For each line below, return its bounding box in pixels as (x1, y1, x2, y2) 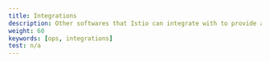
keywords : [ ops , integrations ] (8, 34, 113, 43)
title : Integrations (8, 11, 78, 20)
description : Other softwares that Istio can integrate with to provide (8, 19, 257, 27)
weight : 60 (8, 27, 45, 35)
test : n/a (8, 42, 42, 50)
